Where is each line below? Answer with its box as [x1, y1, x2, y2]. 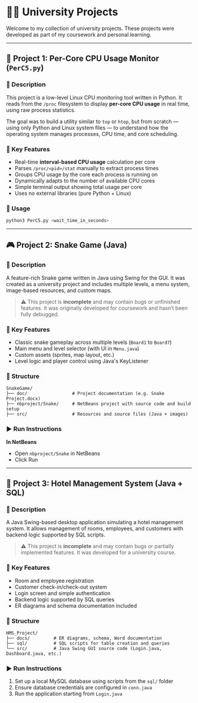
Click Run [14, 456, 38, 463]
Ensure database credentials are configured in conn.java [14, 684, 152, 691]
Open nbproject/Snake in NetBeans [14, 450, 100, 457]
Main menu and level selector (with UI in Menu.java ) [14, 345, 140, 352]
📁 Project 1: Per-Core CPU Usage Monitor [6, 54, 159, 64]
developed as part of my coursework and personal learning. [6, 31, 151, 38]
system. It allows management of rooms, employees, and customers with [6, 525, 184, 532]
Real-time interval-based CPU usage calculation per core [14, 158, 156, 165]
